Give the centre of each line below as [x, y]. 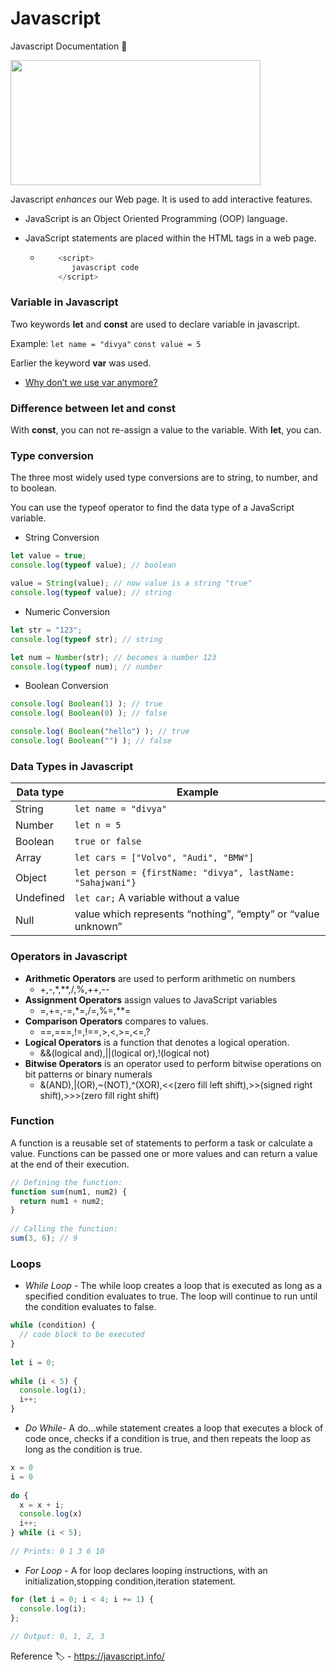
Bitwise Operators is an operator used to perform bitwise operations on [173, 1063]
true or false [108, 841]
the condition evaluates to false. [90, 1307]
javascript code [105, 267]
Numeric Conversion [67, 611]
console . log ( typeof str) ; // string [86, 639]
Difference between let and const [93, 408]
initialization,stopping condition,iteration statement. [130, 1581]
